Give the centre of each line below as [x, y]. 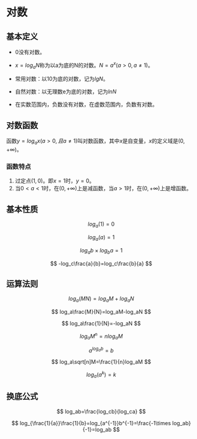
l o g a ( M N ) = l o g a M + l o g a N [101, 300]
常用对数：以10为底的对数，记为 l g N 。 [61, 79]
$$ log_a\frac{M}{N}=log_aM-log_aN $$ [101, 312]
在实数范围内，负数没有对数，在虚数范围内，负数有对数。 [86, 104]
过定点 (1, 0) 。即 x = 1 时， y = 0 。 [55, 181]
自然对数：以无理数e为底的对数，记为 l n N [66, 92]
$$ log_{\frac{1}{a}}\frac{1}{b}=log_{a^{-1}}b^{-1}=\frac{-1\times [91, 423]
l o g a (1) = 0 [101, 225]
